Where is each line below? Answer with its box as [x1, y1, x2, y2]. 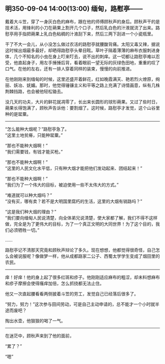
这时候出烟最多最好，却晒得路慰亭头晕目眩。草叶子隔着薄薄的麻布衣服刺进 [5, 47, 156, 53]
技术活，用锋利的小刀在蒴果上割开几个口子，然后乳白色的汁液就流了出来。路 [5, 24, 160, 30]
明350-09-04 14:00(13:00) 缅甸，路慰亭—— [5, 4, 143, 13]
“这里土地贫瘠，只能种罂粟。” [5, 132, 63, 138]
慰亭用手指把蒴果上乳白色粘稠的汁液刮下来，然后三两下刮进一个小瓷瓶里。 [5, 31, 156, 37]
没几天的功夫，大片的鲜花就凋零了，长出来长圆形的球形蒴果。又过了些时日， [5, 98, 160, 104]
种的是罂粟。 [5, 111, 31, 117]
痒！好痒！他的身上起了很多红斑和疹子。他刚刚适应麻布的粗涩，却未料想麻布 [5, 274, 160, 280]
